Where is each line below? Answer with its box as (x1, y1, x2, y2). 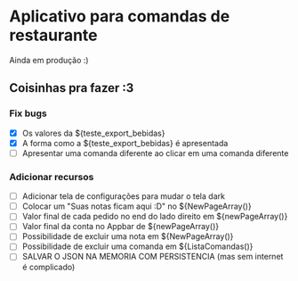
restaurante (9, 25, 98, 45)
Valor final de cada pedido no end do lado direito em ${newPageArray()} (21, 211, 288, 222)
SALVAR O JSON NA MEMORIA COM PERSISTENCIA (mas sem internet (21, 252, 284, 262)
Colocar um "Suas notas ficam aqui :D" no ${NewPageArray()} (21, 201, 252, 211)
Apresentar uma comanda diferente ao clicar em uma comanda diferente (21, 147, 289, 158)
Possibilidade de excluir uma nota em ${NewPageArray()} (21, 231, 234, 242)
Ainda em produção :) (9, 54, 89, 65)
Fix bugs (9, 107, 47, 120)
